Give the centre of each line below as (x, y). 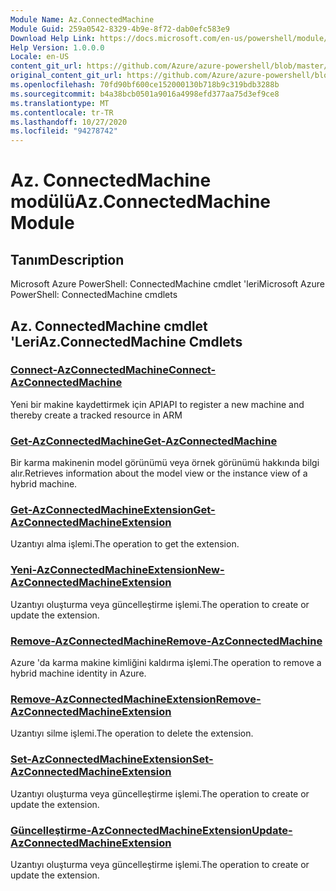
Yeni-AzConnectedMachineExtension (104, 570)
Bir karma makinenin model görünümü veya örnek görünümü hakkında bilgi (165, 463)
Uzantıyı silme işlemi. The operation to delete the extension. (132, 733)
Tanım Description (67, 259)
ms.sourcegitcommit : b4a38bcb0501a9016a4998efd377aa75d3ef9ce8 (145, 94)
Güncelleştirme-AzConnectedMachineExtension (131, 830)
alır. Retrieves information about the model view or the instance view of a (159, 473)
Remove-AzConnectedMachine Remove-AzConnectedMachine (166, 641)
